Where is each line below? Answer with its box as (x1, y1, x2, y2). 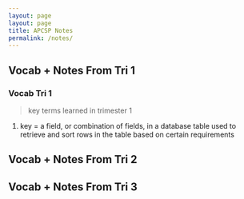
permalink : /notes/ (8, 34, 74, 42)
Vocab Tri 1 (8, 87, 52, 98)
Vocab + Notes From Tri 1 (8, 63, 136, 77)
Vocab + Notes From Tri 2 (8, 153, 138, 166)
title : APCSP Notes (8, 26, 74, 34)
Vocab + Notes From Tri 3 (8, 180, 138, 193)
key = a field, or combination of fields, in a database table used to (19, 121, 237, 130)
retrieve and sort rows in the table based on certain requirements (19, 129, 234, 139)
